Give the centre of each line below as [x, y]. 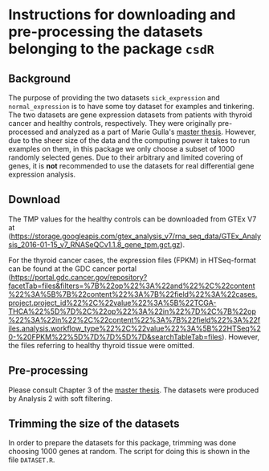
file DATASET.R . [32, 460]
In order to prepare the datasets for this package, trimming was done [122, 443]
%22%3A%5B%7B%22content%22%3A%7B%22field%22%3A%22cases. [133, 294]
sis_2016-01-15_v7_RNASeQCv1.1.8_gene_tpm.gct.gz [94, 244]
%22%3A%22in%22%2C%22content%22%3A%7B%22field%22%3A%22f [134, 319]
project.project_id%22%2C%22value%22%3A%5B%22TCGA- [112, 302]
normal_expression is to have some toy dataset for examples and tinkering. [131, 106]
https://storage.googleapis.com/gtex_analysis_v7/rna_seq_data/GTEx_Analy [136, 236]
